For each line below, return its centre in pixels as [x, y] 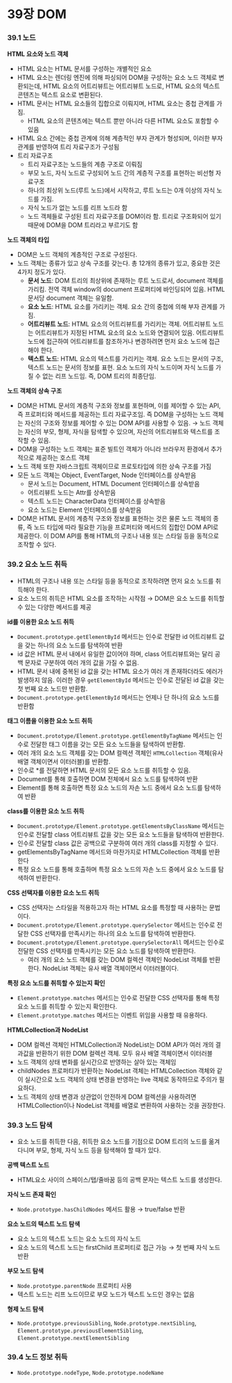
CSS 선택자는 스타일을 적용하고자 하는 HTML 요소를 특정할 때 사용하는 [112, 907]
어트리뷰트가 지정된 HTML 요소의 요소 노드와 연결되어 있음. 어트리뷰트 [130, 333]
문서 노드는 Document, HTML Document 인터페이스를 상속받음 [114, 484]
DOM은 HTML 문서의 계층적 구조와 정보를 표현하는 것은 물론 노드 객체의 [114, 519]
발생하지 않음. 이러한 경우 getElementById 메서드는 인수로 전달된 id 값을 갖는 [121, 680]
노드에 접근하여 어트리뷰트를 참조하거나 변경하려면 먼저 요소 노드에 [117, 342]
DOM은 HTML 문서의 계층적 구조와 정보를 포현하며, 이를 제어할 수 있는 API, [119, 406]
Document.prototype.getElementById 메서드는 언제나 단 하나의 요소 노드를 [118, 697]
